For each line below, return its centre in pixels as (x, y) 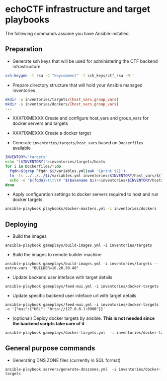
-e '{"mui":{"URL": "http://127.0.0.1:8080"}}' (55, 309)
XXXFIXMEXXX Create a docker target (52, 133)
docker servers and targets (40, 123)
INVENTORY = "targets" (27, 157)
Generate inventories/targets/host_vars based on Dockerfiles (78, 143)
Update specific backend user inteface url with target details (74, 296)
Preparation (24, 49)
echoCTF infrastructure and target (78, 9)
